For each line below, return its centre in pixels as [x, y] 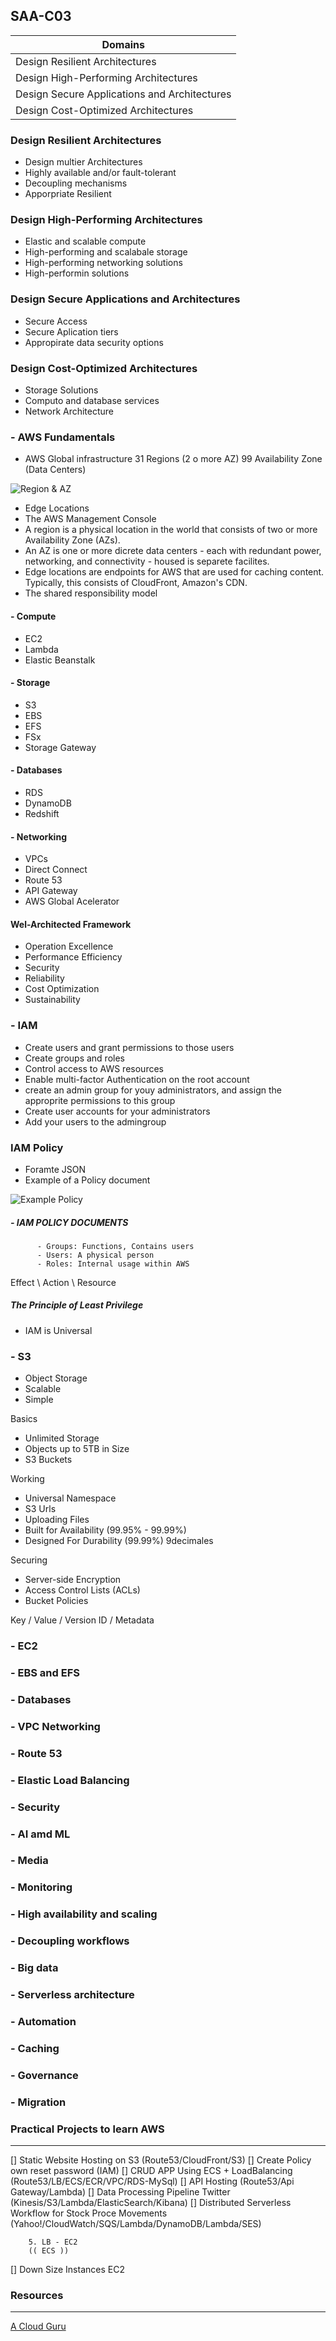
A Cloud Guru [38, 2326]
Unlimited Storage [62, 1438]
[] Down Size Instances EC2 [67, 2270]
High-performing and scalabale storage [106, 252]
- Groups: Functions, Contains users [115, 1246]
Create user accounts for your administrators [117, 1111]
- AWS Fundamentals [63, 437]
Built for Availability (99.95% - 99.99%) [105, 1530]
